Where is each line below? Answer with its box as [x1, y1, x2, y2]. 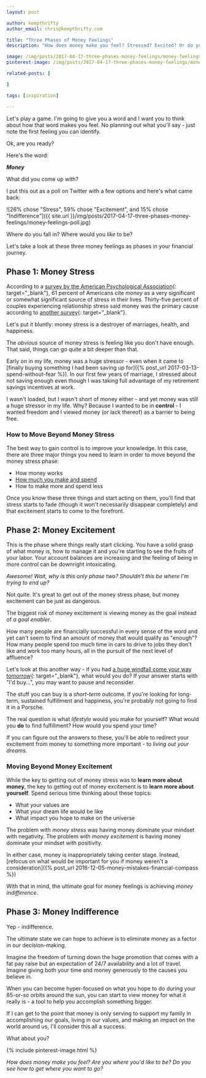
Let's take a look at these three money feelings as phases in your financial [6, 242, 193, 250]
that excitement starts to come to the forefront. [6, 507, 124, 514]
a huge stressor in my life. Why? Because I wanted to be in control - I [6, 402, 181, 410]
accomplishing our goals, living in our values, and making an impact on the [6, 1016, 195, 1023]
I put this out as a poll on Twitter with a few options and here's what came [6, 187, 193, 194]
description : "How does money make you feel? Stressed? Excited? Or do [6, 42, 193, 49]
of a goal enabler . [6, 616, 52, 623]
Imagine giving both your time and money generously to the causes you [6, 966, 188, 974]
